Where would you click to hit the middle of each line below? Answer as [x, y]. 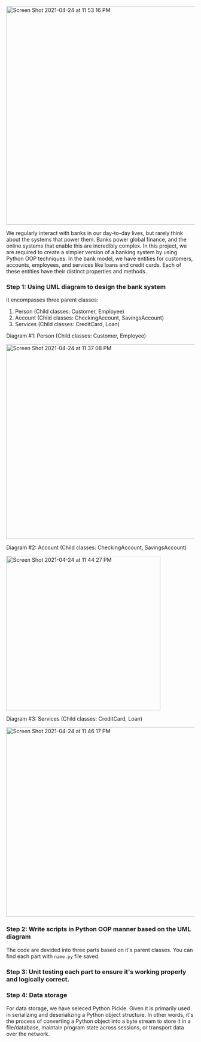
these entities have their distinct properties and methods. [77, 271]
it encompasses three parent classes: [52, 300]
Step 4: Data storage [37, 995]
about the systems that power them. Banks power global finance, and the [96, 240]
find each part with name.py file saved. [53, 956]
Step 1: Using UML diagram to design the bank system [86, 287]
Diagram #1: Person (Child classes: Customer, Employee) [76, 336]
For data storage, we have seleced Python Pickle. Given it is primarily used [98, 1008]
